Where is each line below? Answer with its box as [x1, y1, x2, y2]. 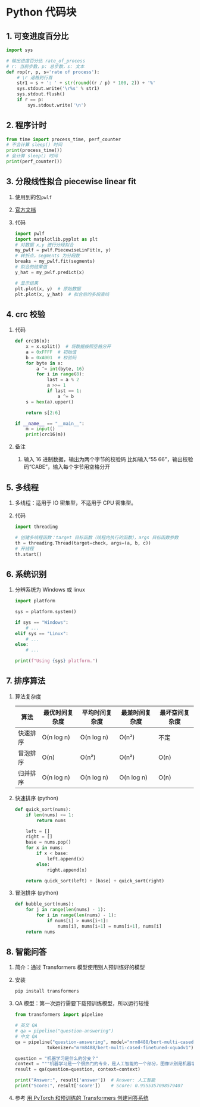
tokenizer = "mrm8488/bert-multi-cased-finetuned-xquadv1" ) [46, 1044, 194, 1050]
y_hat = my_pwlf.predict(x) [14, 269, 85, 275]
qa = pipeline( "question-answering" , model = [14, 1039, 127, 1045]
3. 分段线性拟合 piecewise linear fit [6, 176, 137, 186]
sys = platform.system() [14, 609, 77, 615]
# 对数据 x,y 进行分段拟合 [14, 242, 74, 248]
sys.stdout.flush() [17, 91, 65, 97]
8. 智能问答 [6, 947, 47, 957]
